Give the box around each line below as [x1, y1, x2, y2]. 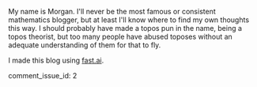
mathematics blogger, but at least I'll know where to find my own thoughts [8, 15, 250, 25]
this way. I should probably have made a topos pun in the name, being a [8, 24, 243, 32]
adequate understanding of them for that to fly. [8, 40, 161, 50]
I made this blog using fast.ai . [8, 55, 104, 65]
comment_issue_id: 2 [8, 71, 77, 80]
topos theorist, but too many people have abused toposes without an [8, 32, 233, 41]
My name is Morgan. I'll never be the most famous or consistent [8, 7, 216, 16]
